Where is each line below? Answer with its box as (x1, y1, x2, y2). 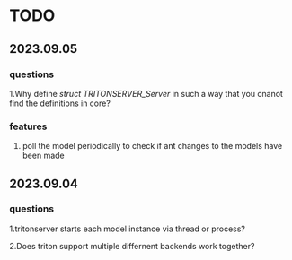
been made (22, 150, 65, 161)
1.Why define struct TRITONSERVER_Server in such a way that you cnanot (9, 88, 283, 99)
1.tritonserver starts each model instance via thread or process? (9, 223, 245, 234)
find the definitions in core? (9, 98, 111, 108)
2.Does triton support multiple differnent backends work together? (9, 240, 255, 251)
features (9, 120, 48, 133)
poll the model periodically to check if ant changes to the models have (22, 141, 283, 152)
